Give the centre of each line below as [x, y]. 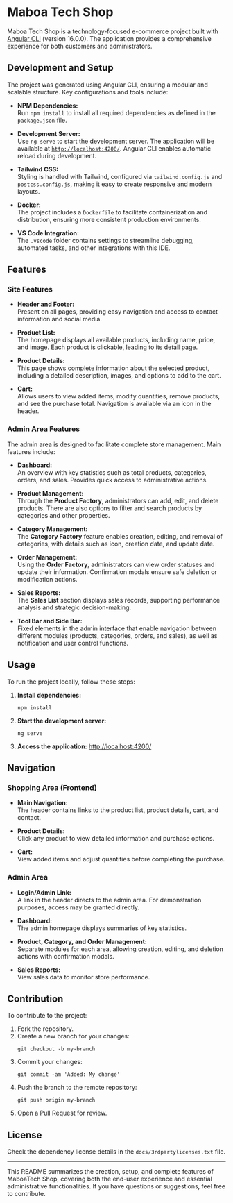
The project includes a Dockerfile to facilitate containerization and [112, 212]
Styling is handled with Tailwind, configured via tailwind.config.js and [120, 176]
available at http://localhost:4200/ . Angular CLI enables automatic [114, 148]
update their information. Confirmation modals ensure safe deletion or [117, 572]
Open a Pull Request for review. [62, 1113]
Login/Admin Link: [44, 892]
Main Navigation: [42, 803]
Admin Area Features [44, 429]
